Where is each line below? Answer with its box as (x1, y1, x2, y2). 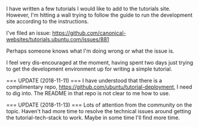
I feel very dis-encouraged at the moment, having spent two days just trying (6, 59, 194, 66)
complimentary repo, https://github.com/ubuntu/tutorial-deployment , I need (6, 83, 192, 90)
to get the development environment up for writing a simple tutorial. (6, 65, 173, 72)
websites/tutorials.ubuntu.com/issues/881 (6, 36, 109, 43)
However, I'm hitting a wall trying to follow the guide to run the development (6, 11, 193, 19)
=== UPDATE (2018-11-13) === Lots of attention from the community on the (6, 101, 192, 108)
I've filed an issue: (6, 29, 51, 37)
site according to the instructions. (6, 18, 89, 25)
